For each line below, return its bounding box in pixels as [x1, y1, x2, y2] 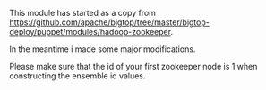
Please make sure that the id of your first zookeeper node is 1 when [9, 61, 258, 71]
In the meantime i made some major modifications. [9, 44, 196, 54]
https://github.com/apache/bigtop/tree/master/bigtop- [9, 17, 210, 28]
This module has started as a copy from [9, 8, 157, 18]
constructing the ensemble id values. [9, 70, 146, 81]
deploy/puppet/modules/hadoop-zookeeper [9, 27, 171, 37]
